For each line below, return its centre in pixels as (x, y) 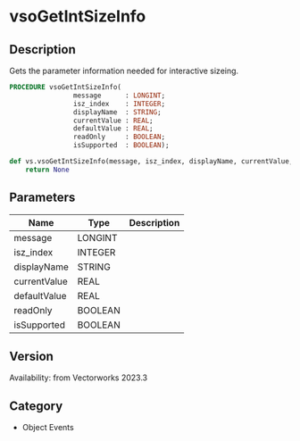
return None (47, 170)
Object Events (48, 428)
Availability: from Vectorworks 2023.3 (79, 378)
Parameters (42, 198)
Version (31, 356)
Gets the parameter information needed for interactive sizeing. (124, 71)
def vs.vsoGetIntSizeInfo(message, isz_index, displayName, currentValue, (151, 162)
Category (36, 406)
